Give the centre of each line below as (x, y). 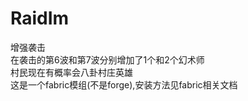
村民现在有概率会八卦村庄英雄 (71, 72)
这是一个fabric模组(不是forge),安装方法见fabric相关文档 (124, 84)
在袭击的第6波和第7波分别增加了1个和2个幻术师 (107, 59)
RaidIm (40, 18)
